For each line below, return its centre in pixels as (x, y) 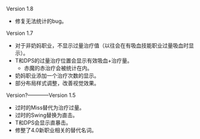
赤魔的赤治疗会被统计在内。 (58, 68)
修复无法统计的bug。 (41, 21)
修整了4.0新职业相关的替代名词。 (56, 130)
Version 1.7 (20, 33)
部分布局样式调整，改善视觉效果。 (57, 83)
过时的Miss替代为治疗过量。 (50, 107)
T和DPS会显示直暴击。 (43, 122)
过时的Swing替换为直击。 (46, 115)
